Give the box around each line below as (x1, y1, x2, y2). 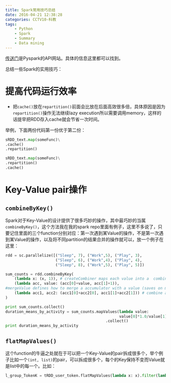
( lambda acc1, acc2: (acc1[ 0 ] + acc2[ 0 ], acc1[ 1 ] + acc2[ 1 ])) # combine (14, 290, 163, 296)
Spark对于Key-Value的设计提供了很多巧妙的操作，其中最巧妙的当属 (5, 217, 146, 223)
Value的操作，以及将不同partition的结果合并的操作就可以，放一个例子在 (14, 236, 164, 242)
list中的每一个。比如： (9, 363, 56, 369)
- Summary (14, 36, 36, 41)
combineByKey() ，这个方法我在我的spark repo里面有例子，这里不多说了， (5, 223, 158, 229)
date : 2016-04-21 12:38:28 (5, 12, 63, 17)
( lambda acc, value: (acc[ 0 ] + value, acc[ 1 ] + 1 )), (14, 281, 120, 286)
